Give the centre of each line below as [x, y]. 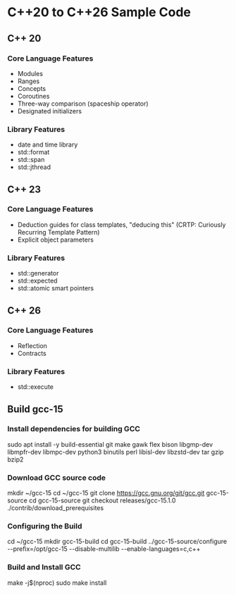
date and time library [48, 144]
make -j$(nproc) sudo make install [57, 583]
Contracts [32, 353]
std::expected [37, 281]
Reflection [32, 345]
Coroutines [33, 96]
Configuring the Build [45, 526]
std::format [33, 152]
